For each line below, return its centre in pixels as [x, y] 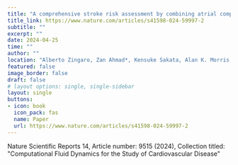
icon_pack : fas [36, 113]
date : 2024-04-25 [33, 40]
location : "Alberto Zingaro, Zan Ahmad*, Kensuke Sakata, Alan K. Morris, [120, 60]
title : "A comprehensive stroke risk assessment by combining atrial [112, 14]
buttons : [20, 100]
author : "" [23, 54]
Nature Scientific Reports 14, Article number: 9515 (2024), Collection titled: [116, 146]
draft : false [27, 80]
